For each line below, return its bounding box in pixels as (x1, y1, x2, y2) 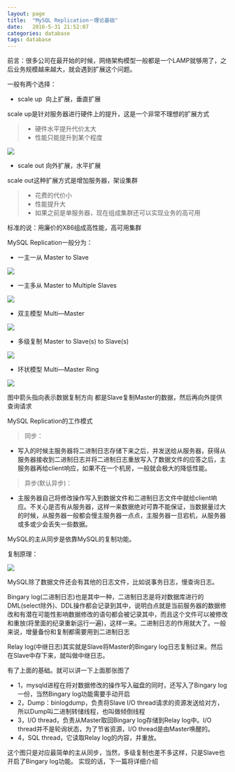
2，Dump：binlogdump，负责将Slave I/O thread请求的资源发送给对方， (17, 699, 224, 707)
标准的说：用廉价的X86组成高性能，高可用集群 (7, 223, 142, 232)
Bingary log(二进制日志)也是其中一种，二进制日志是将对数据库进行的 (7, 593, 204, 601)
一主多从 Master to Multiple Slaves (17, 281, 117, 290)
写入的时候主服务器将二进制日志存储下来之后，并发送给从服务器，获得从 (17, 447, 226, 455)
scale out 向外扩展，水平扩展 (17, 162, 101, 170)
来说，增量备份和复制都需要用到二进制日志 (7, 628, 130, 636)
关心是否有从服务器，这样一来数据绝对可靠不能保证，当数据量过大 (36, 503, 226, 511)
